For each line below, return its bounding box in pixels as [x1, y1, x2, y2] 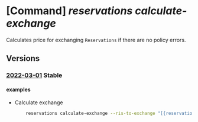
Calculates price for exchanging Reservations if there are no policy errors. [6, 36, 186, 43]
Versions [6, 53, 40, 63]
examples [6, 86, 31, 93]
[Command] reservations [6, 4, 133, 18]
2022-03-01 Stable [6, 71, 63, 79]
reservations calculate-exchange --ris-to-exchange [25, 111, 155, 117]
